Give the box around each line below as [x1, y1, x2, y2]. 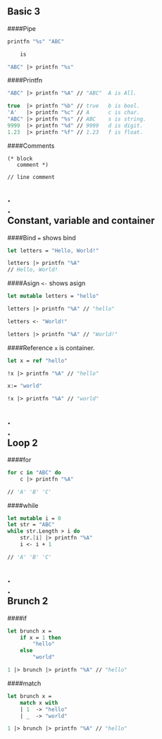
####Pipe [7, 24, 37, 32]
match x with [20, 699, 58, 707]
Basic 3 [7, 6, 41, 18]
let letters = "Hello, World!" [7, 247, 99, 254]
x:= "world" [7, 383, 42, 390]
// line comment [7, 173, 55, 180]
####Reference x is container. [7, 343, 95, 352]
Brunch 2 [7, 595, 49, 607]
